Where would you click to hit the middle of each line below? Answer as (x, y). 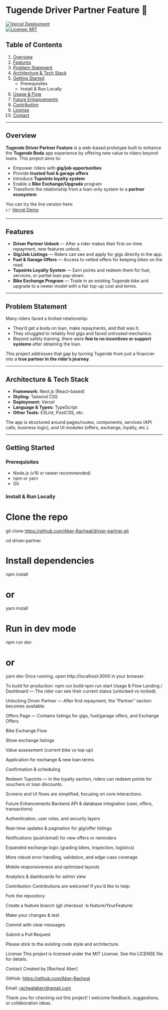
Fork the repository (25, 896)
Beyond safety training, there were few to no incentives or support (82, 339)
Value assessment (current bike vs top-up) (50, 750)
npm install (17, 574)
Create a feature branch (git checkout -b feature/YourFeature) (69, 906)
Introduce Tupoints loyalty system (49, 178)
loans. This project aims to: (33, 158)
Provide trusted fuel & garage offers (51, 173)
